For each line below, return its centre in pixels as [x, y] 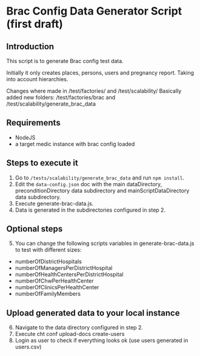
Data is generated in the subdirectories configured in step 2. [90, 210]
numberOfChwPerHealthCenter [54, 281]
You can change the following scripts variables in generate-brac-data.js [105, 243]
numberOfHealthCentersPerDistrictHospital [69, 275]
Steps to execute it [42, 163]
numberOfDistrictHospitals [48, 261]
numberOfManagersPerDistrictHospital [64, 268]
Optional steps [35, 229]
